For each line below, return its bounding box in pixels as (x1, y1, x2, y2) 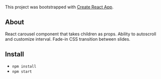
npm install (12, 64, 36, 69)
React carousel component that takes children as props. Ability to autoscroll (5, 31, 157, 37)
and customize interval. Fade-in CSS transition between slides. (5, 36, 130, 42)
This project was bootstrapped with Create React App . (5, 4, 114, 10)
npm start (12, 69, 32, 74)
